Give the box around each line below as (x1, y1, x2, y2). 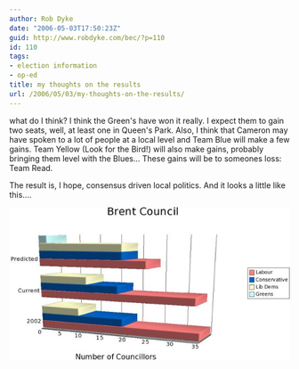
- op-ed (9, 71, 38, 80)
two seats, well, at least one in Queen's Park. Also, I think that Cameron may (9, 125, 288, 135)
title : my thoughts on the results (9, 80, 141, 89)
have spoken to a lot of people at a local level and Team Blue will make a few (9, 134, 290, 144)
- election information (9, 61, 98, 70)
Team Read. (9, 162, 53, 173)
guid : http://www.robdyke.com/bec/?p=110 (9, 33, 166, 42)
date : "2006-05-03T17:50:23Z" (9, 23, 122, 33)
